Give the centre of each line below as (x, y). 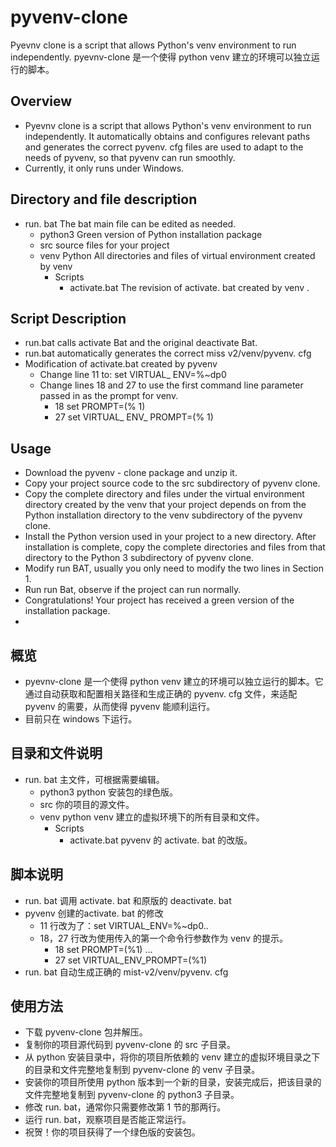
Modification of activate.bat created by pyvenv (121, 364)
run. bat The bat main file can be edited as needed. (130, 223)
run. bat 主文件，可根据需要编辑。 (94, 779)
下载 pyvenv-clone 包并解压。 (86, 1032)
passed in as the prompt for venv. (109, 396)
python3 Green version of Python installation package (151, 234)
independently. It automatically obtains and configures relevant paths (167, 136)
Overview (41, 101)
